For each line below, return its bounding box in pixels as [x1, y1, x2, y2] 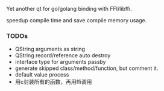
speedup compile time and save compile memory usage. [6, 17, 147, 24]
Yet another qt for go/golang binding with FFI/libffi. [6, 5, 132, 12]
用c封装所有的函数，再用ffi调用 [14, 78, 92, 86]
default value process [14, 71, 69, 78]
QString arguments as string [14, 45, 86, 53]
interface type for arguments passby [14, 58, 106, 66]
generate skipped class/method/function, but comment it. [14, 64, 159, 72]
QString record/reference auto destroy [14, 52, 111, 59]
